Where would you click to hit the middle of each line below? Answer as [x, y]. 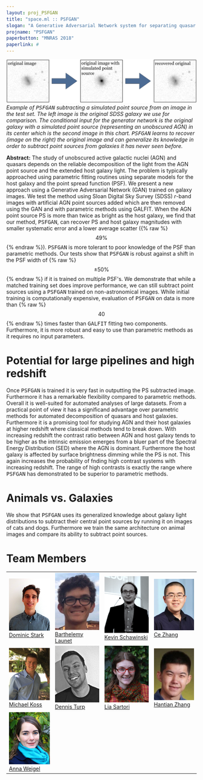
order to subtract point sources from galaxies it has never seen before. [95, 146]
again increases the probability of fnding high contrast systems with [91, 461]
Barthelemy [69, 634]
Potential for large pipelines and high [101, 360]
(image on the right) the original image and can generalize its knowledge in [100, 140]
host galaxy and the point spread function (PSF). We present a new [90, 183]
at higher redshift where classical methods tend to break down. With [91, 428]
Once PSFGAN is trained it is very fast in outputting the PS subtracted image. [101, 390]
